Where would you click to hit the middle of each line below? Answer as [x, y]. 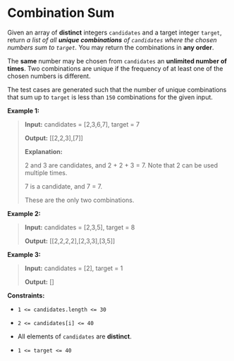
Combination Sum [61, 13]
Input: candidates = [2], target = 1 [74, 268]
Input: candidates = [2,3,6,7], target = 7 [82, 124]
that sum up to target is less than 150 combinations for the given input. [110, 97]
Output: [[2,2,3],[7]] [54, 138]
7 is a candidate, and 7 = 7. [63, 186]
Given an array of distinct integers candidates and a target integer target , [115, 32]
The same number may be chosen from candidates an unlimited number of [117, 61]
